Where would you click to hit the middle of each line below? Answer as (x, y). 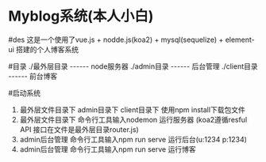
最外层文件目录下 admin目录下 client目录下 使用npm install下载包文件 (133, 109)
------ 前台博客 (33, 76)
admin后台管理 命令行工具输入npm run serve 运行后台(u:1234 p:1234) (133, 139)
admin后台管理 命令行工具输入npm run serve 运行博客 (108, 149)
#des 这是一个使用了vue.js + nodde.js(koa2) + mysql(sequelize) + (116, 40)
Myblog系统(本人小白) (81, 16)
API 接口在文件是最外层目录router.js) (79, 129)
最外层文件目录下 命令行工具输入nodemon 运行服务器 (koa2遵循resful (133, 119)
